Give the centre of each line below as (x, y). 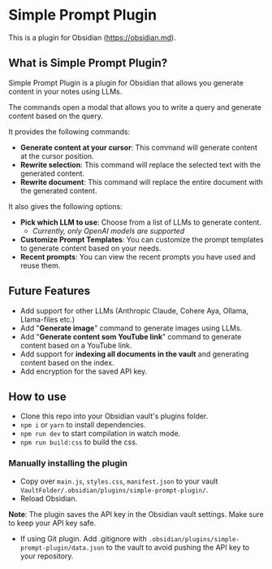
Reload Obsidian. (49, 498)
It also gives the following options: (66, 206)
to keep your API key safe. (52, 523)
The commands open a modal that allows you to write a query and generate (135, 107)
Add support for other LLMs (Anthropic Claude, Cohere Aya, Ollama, (134, 310)
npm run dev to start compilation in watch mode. (100, 434)
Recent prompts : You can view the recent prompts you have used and (138, 256)
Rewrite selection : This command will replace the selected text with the (140, 164)
